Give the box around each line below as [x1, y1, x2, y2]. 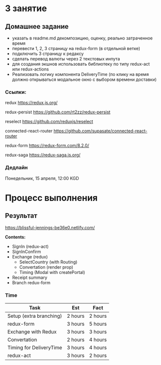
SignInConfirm [12, 249, 41, 255]
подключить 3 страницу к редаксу [12, 51, 84, 56]
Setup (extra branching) [7, 312, 62, 319]
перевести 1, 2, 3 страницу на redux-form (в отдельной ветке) [12, 46, 141, 51]
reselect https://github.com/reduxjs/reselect [5, 119, 94, 125]
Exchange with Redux [7, 328, 57, 335]
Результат [5, 212, 38, 220]
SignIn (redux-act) [12, 243, 49, 249]
